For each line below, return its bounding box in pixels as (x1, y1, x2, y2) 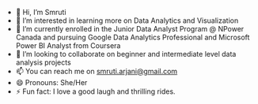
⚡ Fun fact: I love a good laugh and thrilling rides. (15, 87, 176, 96)
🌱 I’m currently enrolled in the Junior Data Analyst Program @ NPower (15, 24, 245, 33)
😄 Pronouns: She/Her (15, 78, 88, 87)
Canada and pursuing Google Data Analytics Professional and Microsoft (15, 32, 250, 42)
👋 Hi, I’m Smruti (15, 8, 66, 17)
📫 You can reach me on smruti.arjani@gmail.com (15, 67, 178, 76)
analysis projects (15, 58, 71, 67)
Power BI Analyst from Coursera (15, 41, 121, 50)
